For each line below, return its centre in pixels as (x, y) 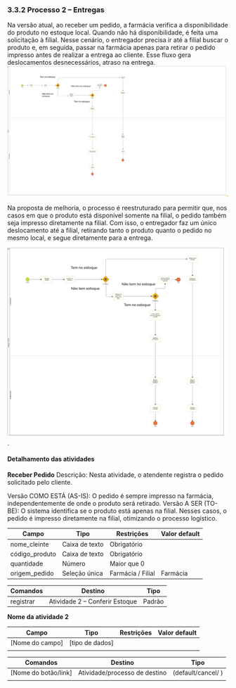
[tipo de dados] (91, 642)
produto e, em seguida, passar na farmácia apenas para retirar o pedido (111, 48)
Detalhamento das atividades (51, 459)
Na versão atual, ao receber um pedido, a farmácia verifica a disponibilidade (118, 25)
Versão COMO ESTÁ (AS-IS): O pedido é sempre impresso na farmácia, (111, 496)
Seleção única (83, 573)
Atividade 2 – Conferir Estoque (93, 601)
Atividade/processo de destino (123, 673)
